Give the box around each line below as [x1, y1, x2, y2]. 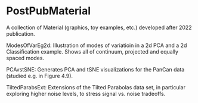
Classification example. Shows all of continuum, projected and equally [6, 48, 179, 55]
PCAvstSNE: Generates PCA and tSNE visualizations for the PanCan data [6, 65, 185, 73]
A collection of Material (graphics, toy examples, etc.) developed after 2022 [6, 24, 192, 31]
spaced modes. [6, 54, 45, 61]
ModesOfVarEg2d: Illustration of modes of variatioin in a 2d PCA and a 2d [6, 42, 187, 49]
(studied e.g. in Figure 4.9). [6, 72, 73, 79]
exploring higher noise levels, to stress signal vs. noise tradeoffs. [6, 90, 166, 97]
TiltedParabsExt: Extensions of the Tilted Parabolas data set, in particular [6, 83, 186, 90]
